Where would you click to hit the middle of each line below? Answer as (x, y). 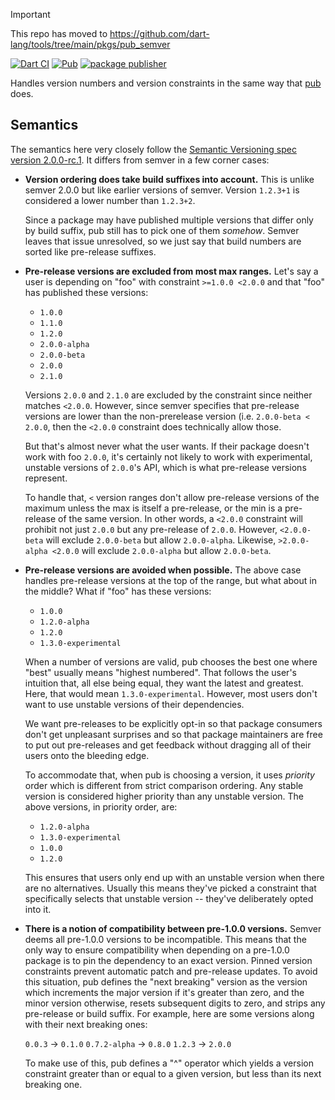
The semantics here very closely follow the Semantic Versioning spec (153, 149)
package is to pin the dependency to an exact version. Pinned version (168, 960)
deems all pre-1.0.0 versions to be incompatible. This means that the (165, 939)
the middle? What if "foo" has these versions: (118, 591)
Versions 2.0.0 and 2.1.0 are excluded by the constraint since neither (168, 395)
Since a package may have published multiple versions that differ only (169, 220)
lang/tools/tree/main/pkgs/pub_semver (90, 44)
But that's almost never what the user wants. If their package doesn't (167, 446)
